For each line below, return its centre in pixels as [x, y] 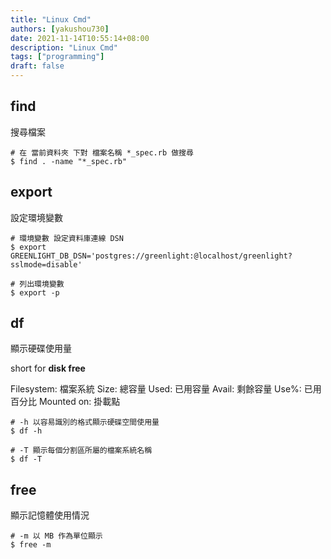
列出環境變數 [42, 284]
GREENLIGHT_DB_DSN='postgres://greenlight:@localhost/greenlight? [151, 256]
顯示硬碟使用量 [41, 348]
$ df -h [26, 431]
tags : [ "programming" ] [57, 57]
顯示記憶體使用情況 [50, 515]
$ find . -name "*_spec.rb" [69, 161]
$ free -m [31, 545]
